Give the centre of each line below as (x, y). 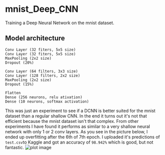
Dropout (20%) (20, 63)
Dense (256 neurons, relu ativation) (44, 97)
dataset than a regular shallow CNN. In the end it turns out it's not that (76, 116)
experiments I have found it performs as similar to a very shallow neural (78, 126)
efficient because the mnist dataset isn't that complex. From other (72, 121)
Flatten (13, 93)
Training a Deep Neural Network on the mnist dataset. (60, 23)
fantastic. (15, 147)
